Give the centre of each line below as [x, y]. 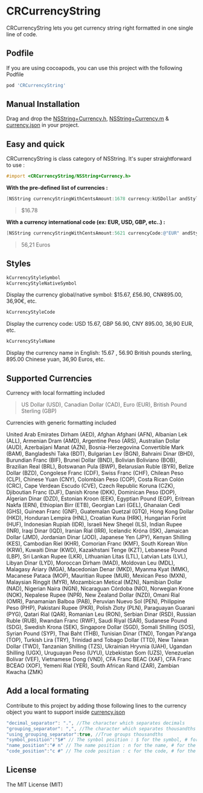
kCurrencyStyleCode [31, 312]
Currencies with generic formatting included [61, 422]
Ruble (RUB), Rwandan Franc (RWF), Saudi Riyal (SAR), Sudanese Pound [97, 620]
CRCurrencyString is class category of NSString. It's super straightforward [99, 159]
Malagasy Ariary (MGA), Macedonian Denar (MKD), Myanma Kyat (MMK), [98, 569]
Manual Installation [43, 104]
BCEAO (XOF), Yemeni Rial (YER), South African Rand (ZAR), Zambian [93, 665]
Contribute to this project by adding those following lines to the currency [96, 705]
